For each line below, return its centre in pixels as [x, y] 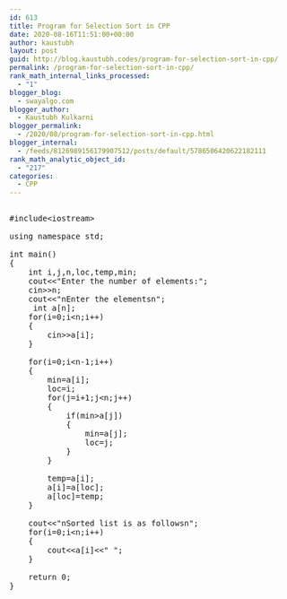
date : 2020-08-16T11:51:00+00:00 [72, 34]
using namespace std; [57, 237]
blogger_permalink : [46, 126]
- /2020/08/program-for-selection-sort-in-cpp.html [116, 135]
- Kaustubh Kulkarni [56, 117]
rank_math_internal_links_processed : [80, 76]
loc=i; [61, 389]
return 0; [50, 577]
